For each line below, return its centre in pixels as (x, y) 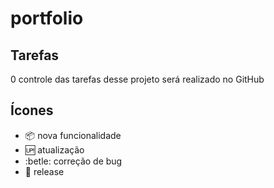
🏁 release (44, 171)
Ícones (32, 110)
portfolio (47, 18)
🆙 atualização (54, 149)
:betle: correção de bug (73, 161)
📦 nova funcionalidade (73, 135)
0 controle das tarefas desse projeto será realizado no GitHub (137, 79)
